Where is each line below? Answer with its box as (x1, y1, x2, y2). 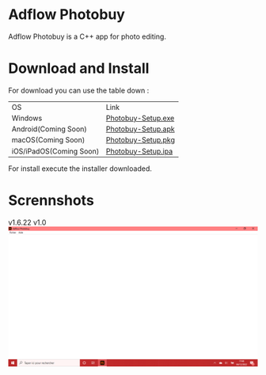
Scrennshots (8, 191, 95, 210)
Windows (11, 113, 43, 123)
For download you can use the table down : (8, 85, 150, 95)
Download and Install (8, 59, 150, 78)
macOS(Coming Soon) (11, 135, 85, 145)
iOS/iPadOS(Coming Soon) (11, 146, 100, 156)
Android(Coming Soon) (11, 124, 87, 134)
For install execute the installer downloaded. (8, 164, 152, 173)
